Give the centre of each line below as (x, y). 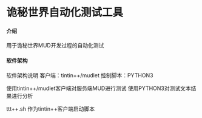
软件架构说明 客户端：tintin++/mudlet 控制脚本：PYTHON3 (80, 75)
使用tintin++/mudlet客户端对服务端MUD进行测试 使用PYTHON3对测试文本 (99, 88)
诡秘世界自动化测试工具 (65, 12)
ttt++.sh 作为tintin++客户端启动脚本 (51, 109)
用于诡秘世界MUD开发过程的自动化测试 (55, 46)
